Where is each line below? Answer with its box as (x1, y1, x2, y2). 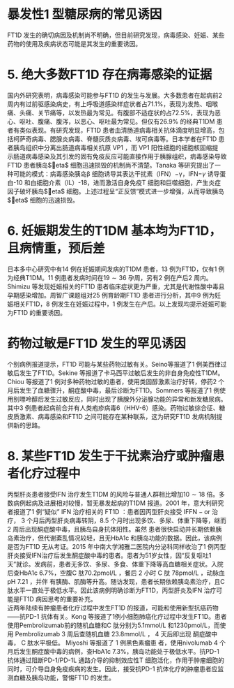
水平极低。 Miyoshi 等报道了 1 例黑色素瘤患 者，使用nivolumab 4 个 (33, 638, 226, 647)
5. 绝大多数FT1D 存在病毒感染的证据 (7, 67, 212, 82)
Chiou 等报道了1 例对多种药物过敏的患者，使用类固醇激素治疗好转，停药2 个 (7, 377, 225, 386)
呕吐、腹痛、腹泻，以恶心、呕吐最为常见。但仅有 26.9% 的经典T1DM (19, 117, 215, 126)
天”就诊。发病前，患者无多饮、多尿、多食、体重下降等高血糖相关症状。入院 (7, 559, 224, 568)
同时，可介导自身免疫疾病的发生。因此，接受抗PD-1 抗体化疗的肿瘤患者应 (7, 664, 218, 673)
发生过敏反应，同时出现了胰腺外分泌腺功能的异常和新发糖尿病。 (43, 395, 227, 403)
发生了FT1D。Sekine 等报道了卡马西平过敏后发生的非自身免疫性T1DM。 (19, 368, 224, 377)
